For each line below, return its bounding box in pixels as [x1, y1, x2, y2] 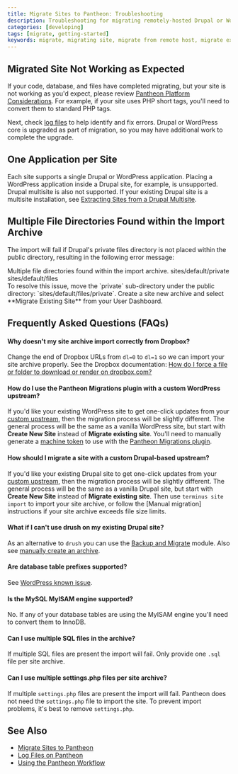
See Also [7, 724, 47, 736]
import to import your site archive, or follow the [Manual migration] [7, 499, 202, 508]
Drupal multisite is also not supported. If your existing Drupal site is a [7, 187, 208, 195]
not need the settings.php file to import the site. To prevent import [7, 697, 202, 705]
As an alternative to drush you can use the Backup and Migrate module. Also [7, 539, 230, 547]
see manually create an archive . [7, 546, 101, 554]
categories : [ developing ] [7, 23, 84, 30]
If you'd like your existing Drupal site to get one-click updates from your [7, 469, 217, 478]
